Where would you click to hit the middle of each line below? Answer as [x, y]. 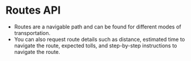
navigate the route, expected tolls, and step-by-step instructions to [96, 46]
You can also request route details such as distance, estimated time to [100, 39]
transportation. [32, 33]
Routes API [33, 10]
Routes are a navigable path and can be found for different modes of [98, 27]
